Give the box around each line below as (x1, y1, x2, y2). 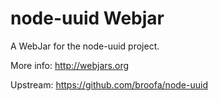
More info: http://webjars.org (10, 59, 130, 71)
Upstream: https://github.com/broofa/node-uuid (10, 78, 208, 91)
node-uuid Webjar (10, 7, 165, 30)
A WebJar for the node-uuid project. (10, 40, 160, 52)
